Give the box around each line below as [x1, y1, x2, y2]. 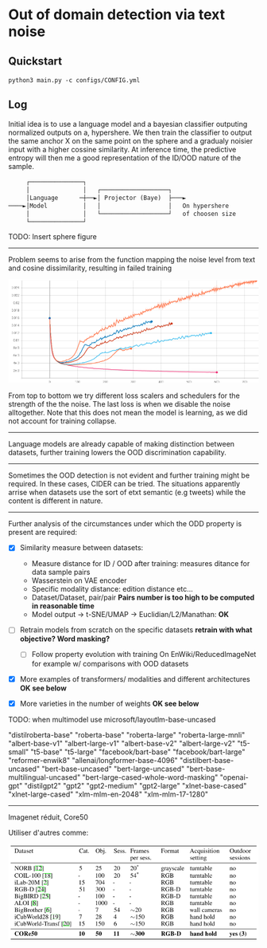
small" [8, 747, 29, 757]
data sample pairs [31, 568, 91, 577]
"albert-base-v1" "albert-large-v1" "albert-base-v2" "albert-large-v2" [8, 738, 236, 748]
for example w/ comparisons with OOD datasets [31, 659, 189, 668]
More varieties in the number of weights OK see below [19, 698, 199, 708]
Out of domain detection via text [8, 6, 225, 24]
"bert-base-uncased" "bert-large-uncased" [41, 764, 185, 773]
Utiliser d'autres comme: [8, 828, 89, 837]
